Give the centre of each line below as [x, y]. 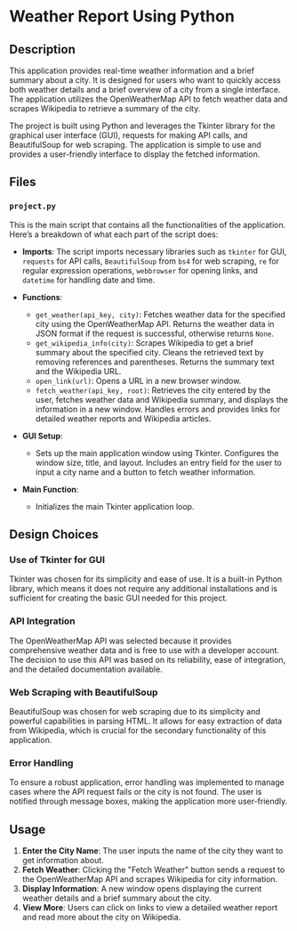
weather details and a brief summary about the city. [116, 898]
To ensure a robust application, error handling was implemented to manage [147, 782]
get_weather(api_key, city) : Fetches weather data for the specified [161, 314]
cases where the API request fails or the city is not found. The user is [136, 792]
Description [42, 49]
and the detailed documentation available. [86, 669]
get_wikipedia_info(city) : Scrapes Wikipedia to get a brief [144, 343]
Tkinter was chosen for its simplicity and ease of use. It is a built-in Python [146, 579]
